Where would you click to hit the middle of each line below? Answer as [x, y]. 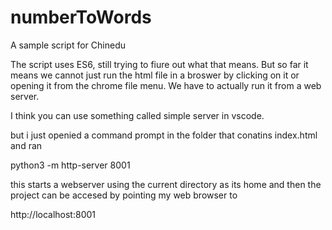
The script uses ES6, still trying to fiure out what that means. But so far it [159, 64]
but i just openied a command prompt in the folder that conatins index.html [164, 135]
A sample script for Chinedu [68, 45]
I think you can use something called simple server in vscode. [137, 115]
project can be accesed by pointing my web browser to [124, 195]
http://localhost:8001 [53, 214]
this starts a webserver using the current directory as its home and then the [166, 184]
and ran [26, 145]
